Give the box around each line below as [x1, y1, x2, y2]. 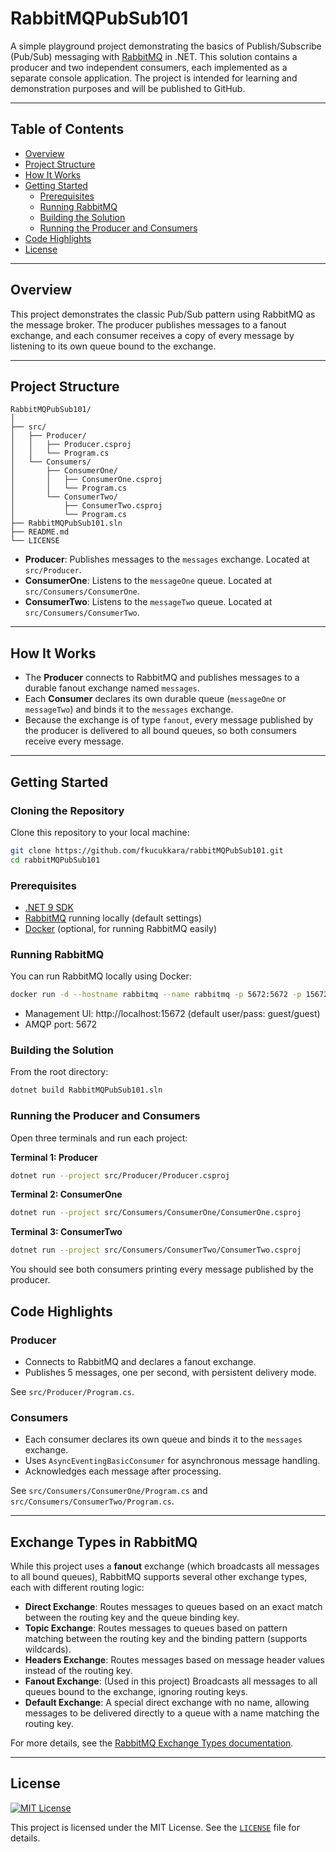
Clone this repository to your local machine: [10, 826, 190, 838]
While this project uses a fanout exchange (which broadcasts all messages [10, 1560, 320, 1572]
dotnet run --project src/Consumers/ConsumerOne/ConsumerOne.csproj [10, 1208, 302, 1218]
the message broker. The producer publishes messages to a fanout [10, 318, 287, 331]
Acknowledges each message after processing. [24, 1465, 222, 1477]
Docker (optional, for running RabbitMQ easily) [24, 922, 218, 934]
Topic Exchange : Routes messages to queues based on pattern [24, 1622, 288, 1634]
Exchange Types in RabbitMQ [10, 1533, 198, 1551]
